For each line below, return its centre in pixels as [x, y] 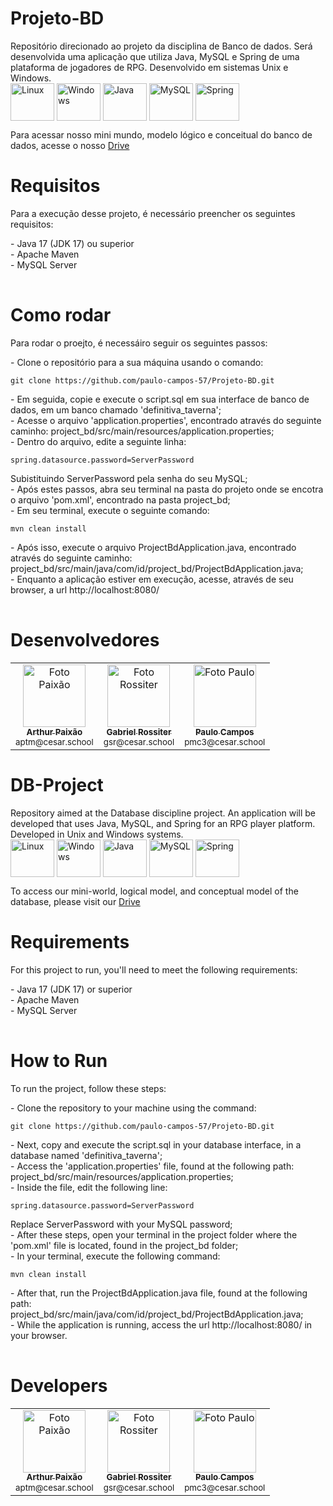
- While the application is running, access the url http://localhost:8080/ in [161, 1324]
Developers [59, 1385]
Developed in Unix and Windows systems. [97, 834]
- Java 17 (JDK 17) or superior [71, 989]
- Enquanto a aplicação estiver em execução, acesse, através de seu [152, 579]
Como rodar [61, 315]
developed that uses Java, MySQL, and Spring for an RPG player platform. [163, 823]
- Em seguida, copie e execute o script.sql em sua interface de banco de [160, 399]
